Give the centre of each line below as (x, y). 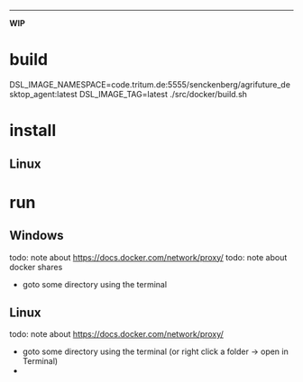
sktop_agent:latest (44, 94)
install (33, 131)
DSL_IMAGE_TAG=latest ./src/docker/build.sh (164, 94)
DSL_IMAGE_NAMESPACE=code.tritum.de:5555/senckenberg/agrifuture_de (150, 84)
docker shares (36, 267)
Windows (37, 236)
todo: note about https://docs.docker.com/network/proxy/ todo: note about (148, 257)
